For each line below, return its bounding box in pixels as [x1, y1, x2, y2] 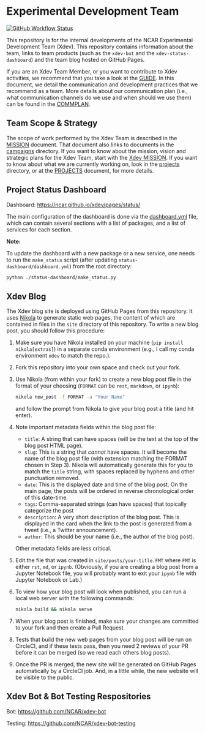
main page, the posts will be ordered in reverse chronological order [24, 487, 194, 495]
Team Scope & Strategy [6, 118, 98, 129]
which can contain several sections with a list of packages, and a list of [6, 219, 185, 227]
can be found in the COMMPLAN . [6, 100, 91, 108]
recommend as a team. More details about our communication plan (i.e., [6, 87, 188, 94]
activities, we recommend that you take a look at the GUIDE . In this [6, 74, 174, 81]
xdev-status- [155, 50, 189, 56]
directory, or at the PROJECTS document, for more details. [6, 167, 154, 174]
